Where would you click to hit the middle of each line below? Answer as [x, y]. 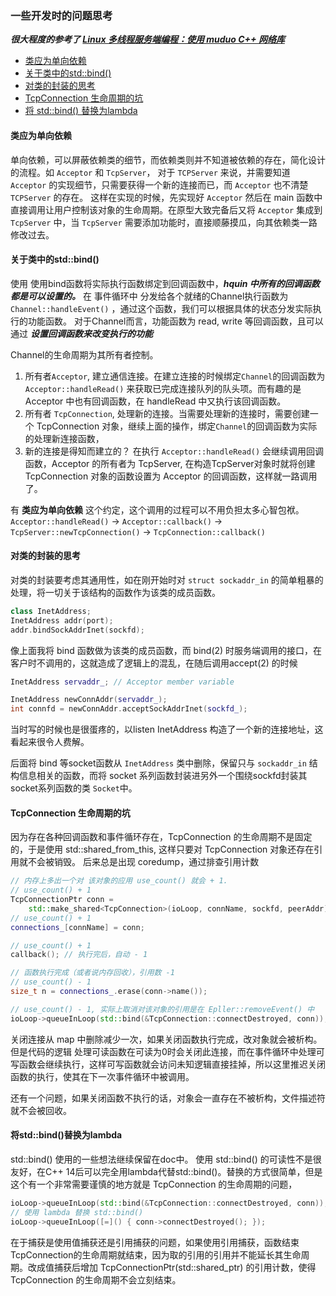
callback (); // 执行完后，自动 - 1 [79, 955]
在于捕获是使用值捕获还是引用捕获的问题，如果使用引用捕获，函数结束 [155, 1242]
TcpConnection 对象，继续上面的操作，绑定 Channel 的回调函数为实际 [177, 426]
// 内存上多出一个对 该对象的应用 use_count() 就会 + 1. [119, 881]
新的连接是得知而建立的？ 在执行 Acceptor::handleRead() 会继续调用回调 [174, 451]
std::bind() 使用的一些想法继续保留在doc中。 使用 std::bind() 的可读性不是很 [166, 1159]
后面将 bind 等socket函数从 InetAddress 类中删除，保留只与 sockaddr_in [158, 763]
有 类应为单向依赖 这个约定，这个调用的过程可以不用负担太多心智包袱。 [157, 509]
